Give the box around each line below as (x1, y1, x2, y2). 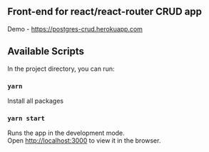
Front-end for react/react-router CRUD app (7, 6, 202, 18)
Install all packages (7, 96, 64, 105)
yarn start (7, 114, 45, 122)
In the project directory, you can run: (7, 64, 115, 73)
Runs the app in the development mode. (7, 128, 125, 138)
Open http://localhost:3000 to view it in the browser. (7, 136, 161, 145)
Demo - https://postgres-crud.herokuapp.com (7, 24, 143, 33)
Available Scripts (7, 46, 84, 58)
